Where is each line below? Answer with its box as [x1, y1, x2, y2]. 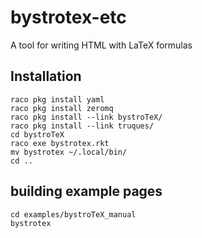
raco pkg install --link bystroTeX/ [10, 112, 163, 122]
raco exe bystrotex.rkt [10, 138, 110, 148]
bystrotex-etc [10, 6, 127, 29]
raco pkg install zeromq [10, 103, 114, 113]
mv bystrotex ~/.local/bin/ [10, 147, 128, 157]
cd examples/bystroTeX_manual [10, 209, 137, 220]
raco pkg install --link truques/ [10, 121, 155, 131]
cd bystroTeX [10, 129, 65, 140]
